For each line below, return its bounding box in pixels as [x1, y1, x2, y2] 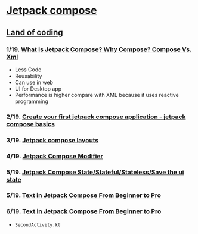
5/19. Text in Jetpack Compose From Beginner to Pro [6, 191, 162, 199]
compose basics [6, 120, 55, 128]
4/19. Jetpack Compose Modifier [6, 152, 103, 160]
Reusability [14, 72, 42, 79]
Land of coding [6, 27, 64, 38]
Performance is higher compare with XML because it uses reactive [14, 91, 179, 98]
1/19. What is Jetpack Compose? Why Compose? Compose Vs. [6, 45, 192, 54]
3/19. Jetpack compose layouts [6, 136, 99, 144]
